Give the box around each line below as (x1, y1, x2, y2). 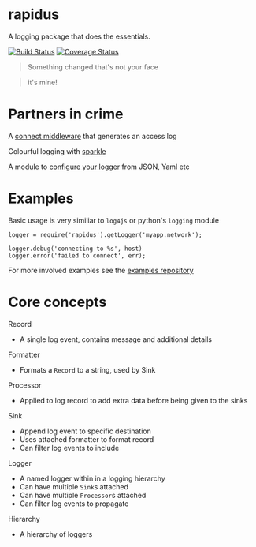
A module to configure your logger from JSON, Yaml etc (8, 162, 191, 171)
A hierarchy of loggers (19, 529, 93, 538)
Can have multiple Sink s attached (19, 481, 128, 491)
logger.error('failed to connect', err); (8, 251, 147, 260)
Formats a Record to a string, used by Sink (19, 365, 156, 374)
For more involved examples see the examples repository (8, 265, 195, 275)
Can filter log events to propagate (19, 499, 129, 508)
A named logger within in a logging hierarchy (19, 474, 165, 483)
